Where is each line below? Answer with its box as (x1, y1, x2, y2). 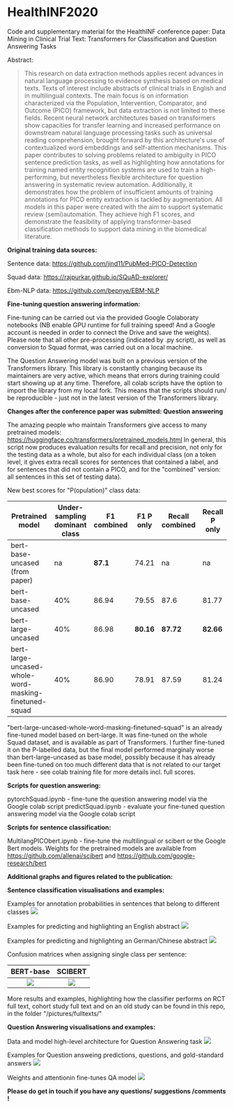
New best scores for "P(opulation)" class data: (7, 486, 141, 494)
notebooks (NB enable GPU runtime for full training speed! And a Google (7, 320, 216, 329)
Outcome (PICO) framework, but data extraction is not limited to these (24, 106, 226, 114)
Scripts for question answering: (7, 781, 101, 789)
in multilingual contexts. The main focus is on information (24, 91, 189, 100)
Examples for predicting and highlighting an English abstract (7, 922, 180, 930)
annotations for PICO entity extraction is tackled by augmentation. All (24, 195, 223, 203)
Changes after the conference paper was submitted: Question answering (7, 407, 224, 415)
